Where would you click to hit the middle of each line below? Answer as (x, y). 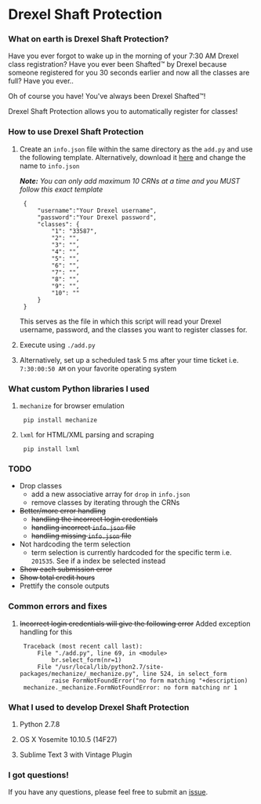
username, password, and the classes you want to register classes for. (133, 329)
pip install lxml (51, 449)
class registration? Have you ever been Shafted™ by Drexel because (118, 64)
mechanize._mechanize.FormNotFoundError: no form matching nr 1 (130, 687)
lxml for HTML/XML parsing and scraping (87, 435)
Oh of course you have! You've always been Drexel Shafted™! (107, 97)
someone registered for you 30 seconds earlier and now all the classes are (129, 73)
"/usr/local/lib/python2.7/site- (109, 667)
